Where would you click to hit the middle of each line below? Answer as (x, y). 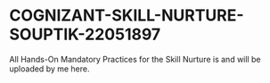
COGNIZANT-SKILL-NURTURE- (127, 16)
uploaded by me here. (50, 69)
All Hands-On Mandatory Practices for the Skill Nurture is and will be (135, 59)
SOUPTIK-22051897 (85, 34)
